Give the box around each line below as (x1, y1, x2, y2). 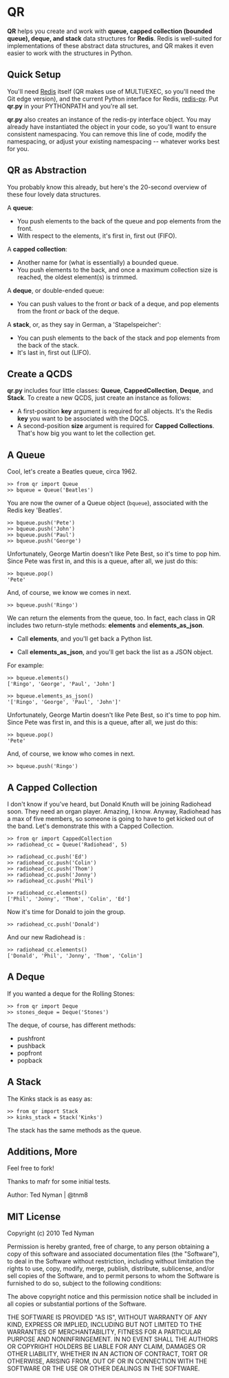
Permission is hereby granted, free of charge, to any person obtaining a (7, 1242, 210, 1251)
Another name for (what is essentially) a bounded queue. (17, 258, 179, 266)
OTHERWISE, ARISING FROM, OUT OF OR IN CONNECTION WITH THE (7, 1357, 208, 1366)
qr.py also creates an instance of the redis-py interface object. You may (7, 115, 211, 123)
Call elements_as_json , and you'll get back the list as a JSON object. (17, 648, 213, 656)
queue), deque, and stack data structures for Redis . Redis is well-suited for (7, 34, 222, 42)
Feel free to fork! (7, 1164, 54, 1173)
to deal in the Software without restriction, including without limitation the (7, 1257, 215, 1266)
